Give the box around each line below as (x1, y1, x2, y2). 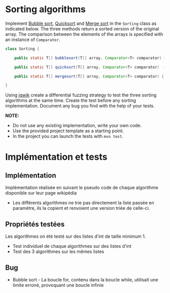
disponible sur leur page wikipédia (5, 190, 77, 196)
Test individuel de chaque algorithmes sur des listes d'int (12, 243, 132, 249)
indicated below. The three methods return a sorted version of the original (5, 25, 159, 31)
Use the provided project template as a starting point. (12, 128, 124, 134)
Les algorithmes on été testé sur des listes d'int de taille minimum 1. (5, 233, 146, 239)
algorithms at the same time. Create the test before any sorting (5, 97, 137, 103)
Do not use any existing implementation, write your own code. (12, 123, 142, 129)
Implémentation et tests (5, 151, 108, 163)
